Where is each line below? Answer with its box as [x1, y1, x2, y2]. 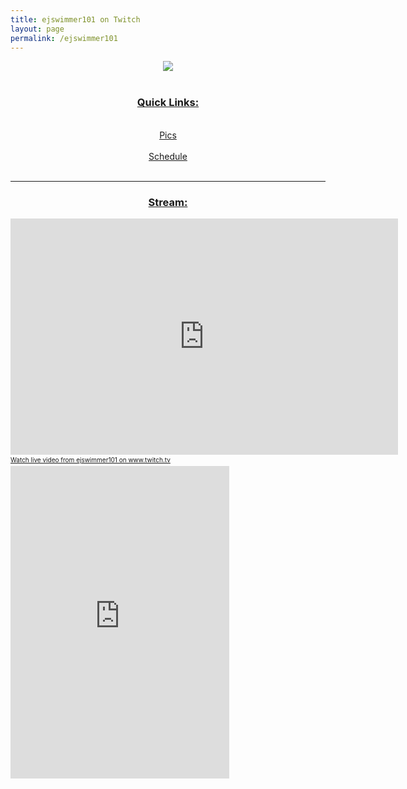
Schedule [148, 150, 188, 162]
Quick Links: [136, 96, 200, 110]
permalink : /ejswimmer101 [10, 33, 118, 43]
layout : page [10, 24, 65, 34]
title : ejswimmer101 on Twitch [10, 14, 141, 25]
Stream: [148, 195, 188, 209]
